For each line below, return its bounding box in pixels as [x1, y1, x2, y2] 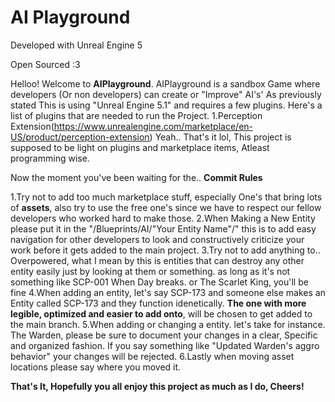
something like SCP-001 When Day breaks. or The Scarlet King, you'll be [10, 276, 309, 288]
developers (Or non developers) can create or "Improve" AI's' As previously [10, 88, 322, 100]
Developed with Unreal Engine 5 [10, 39, 143, 51]
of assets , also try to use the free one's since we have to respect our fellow [10, 201, 322, 213]
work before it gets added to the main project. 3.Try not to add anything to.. [10, 244, 321, 256]
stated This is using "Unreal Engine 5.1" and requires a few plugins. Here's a [10, 99, 323, 111]
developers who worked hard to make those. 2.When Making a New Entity [10, 212, 316, 224]
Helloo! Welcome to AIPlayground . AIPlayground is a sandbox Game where [10, 77, 321, 90]
